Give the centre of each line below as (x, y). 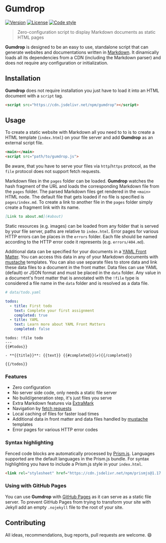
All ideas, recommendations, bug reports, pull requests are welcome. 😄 (79, 535)
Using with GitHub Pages (36, 486)
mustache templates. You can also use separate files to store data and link (81, 262)
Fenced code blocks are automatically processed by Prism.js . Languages (80, 453)
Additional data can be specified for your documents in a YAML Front (76, 252)
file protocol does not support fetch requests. (53, 172)
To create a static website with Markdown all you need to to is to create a (80, 132)
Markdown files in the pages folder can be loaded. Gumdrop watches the (80, 181)
